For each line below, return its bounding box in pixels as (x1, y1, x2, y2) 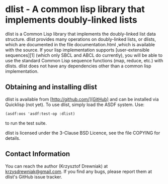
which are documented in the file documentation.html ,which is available (5, 41, 155, 47)
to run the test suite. (5, 120, 47, 126)
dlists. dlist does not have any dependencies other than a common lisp (5, 63, 152, 69)
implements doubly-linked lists (5, 14, 137, 26)
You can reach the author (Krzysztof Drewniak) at (5, 163, 108, 169)
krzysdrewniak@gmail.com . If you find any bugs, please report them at (5, 168, 152, 174)
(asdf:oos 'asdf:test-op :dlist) (5, 111, 75, 116)
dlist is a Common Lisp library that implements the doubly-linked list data (5, 31, 156, 37)
